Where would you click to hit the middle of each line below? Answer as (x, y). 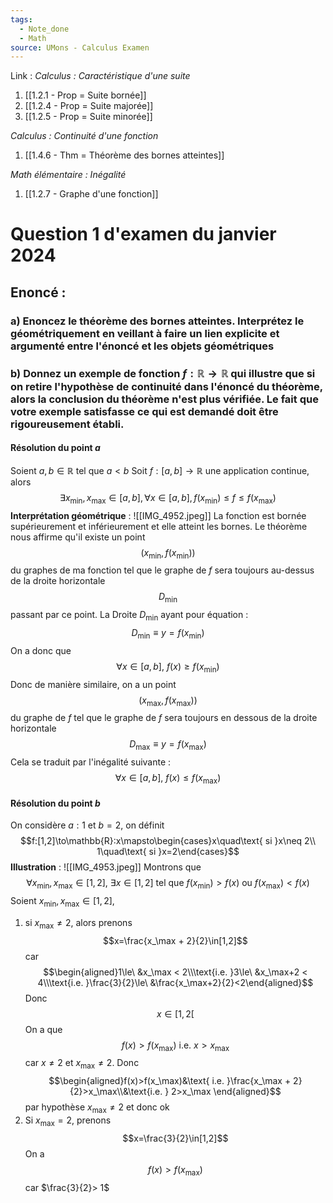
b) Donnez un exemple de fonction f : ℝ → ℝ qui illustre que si (163, 373)
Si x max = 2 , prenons (68, 1121)
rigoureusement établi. (67, 424)
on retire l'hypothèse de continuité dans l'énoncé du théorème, (166, 386)
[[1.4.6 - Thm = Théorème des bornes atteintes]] (124, 155)
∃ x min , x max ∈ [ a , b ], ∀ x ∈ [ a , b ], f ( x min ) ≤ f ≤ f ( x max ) (168, 498)
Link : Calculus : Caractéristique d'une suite (100, 76)
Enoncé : (38, 292)
